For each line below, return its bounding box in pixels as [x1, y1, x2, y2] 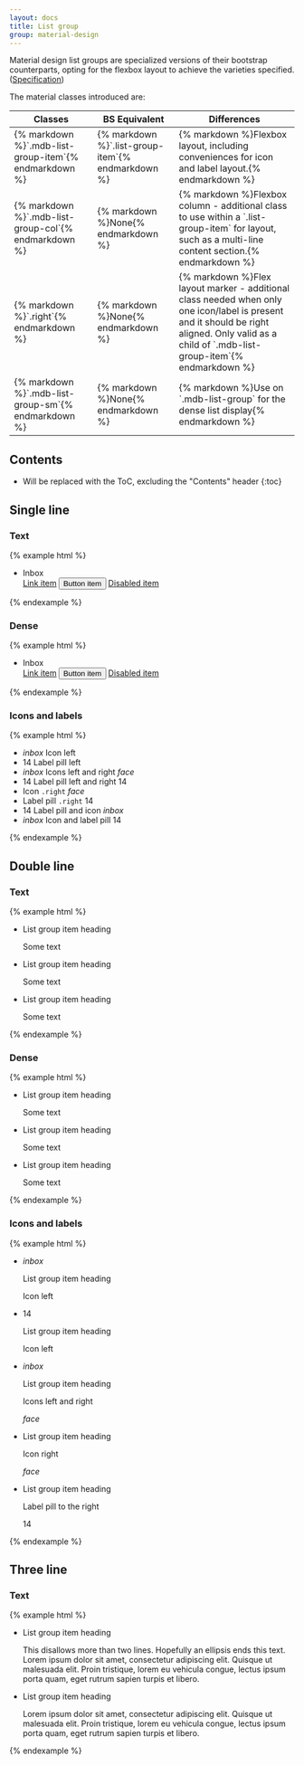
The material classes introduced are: [9, 91, 146, 102]
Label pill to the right [22, 1501, 100, 1512]
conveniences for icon [178, 151, 274, 164]
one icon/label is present [178, 305, 284, 318]
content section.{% [178, 245, 261, 258]
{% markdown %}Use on [178, 382, 284, 394]
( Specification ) [9, 74, 65, 85]
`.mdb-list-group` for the [178, 393, 287, 405]
